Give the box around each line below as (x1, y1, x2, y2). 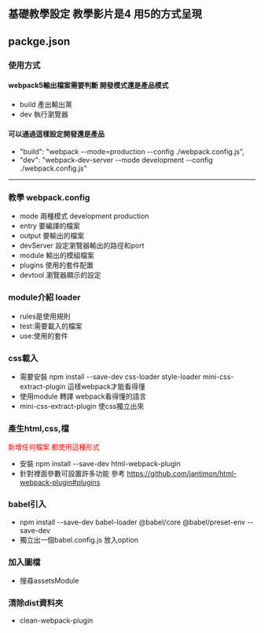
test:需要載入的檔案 (19, 321, 82, 330)
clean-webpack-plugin (19, 616, 93, 625)
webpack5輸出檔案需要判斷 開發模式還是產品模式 (8, 81, 169, 90)
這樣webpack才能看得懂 (67, 382, 145, 391)
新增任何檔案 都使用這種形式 (8, 443, 100, 452)
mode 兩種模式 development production (19, 212, 149, 221)
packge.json (8, 35, 71, 48)
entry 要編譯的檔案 (19, 221, 81, 230)
